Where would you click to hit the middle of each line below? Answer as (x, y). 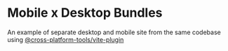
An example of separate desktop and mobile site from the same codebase (114, 32)
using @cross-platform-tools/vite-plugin (66, 39)
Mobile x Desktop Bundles (85, 13)
